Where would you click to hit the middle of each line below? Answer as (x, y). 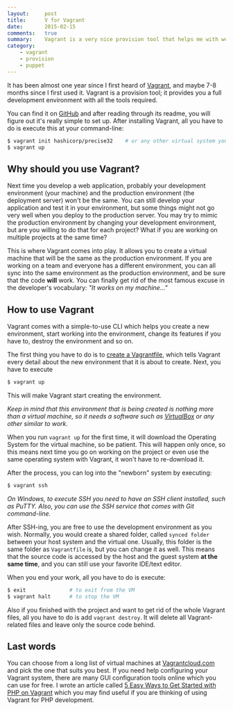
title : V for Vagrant (46, 20)
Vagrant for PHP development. (51, 700)
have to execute (30, 369)
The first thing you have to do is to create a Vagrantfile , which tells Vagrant (114, 354)
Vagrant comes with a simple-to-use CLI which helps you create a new (108, 326)
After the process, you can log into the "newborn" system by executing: (110, 473)
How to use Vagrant (51, 310)
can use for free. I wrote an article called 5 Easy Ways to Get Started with (112, 685)
